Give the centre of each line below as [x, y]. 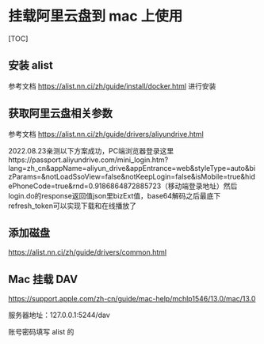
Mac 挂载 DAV [43, 279]
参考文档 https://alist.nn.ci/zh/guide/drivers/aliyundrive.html [106, 134]
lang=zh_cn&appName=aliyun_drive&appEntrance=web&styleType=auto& [129, 168]
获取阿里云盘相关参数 [60, 113]
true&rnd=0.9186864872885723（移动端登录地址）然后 [146, 186]
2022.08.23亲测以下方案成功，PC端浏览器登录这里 [91, 150]
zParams [23, 176]
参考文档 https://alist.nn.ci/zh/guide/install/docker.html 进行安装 [112, 86]
